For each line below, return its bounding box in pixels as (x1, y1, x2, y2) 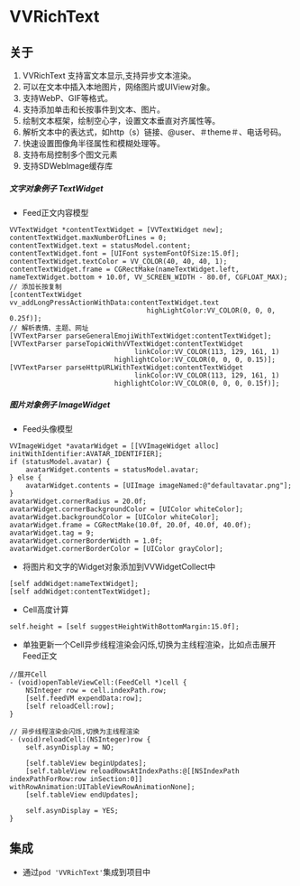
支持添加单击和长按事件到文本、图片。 (22, 104, 165, 115)
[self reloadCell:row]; (25, 702, 115, 711)
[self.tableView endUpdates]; (25, 790, 140, 799)
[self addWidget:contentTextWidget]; (9, 587, 151, 596)
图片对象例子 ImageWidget (9, 399, 111, 410)
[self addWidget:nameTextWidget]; (9, 579, 140, 588)
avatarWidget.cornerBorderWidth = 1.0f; (9, 536, 164, 546)
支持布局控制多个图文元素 (22, 149, 118, 160)
